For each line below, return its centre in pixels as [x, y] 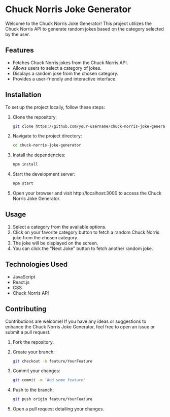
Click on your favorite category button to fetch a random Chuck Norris [86, 232]
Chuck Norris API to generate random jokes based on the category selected [84, 29]
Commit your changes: [36, 371]
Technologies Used [36, 265]
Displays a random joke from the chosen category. [65, 73]
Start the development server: [44, 174]
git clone [23, 126]
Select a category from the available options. [59, 227]
